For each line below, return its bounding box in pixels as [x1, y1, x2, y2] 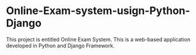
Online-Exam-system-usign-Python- [6, 4, 190, 18]
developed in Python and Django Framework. [6, 42, 115, 49]
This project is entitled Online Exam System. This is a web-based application [6, 36, 191, 43]
